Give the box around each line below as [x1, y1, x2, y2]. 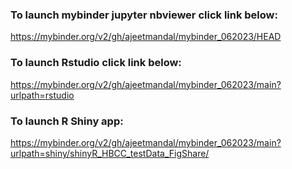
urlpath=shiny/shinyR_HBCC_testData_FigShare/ [10, 147, 210, 159]
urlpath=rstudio [10, 89, 75, 101]
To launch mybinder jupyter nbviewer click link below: [10, 8, 278, 22]
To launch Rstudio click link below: [10, 56, 182, 70]
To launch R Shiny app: [10, 114, 124, 128]
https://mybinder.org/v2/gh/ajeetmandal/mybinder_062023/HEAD [10, 31, 282, 43]
